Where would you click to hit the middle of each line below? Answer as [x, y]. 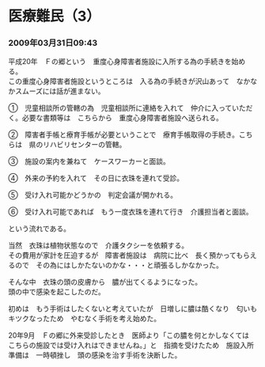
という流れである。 [40, 229]
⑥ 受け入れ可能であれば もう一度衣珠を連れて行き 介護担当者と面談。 [131, 212]
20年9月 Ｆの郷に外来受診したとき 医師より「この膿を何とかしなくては [129, 335]
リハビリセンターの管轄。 [84, 145]
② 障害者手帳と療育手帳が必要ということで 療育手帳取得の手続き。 [124, 134]
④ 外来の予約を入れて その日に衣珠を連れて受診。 [96, 178]
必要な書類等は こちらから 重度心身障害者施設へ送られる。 [122, 118]
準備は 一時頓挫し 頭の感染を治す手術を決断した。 [95, 355]
